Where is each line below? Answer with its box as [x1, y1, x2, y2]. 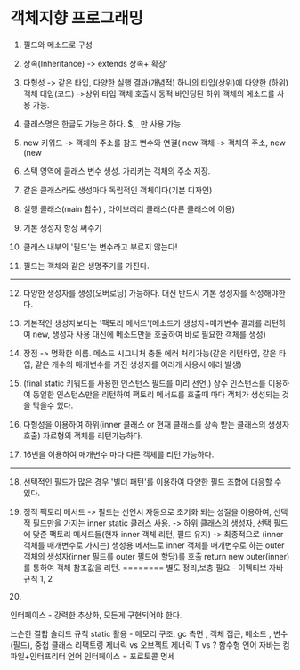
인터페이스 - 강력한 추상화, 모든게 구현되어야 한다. [10, 609, 182, 620]
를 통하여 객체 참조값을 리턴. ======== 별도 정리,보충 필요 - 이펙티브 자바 [22, 562, 284, 573]
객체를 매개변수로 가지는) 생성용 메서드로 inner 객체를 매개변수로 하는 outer [22, 540, 285, 551]
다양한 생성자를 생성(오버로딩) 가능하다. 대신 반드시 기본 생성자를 [22, 287, 248, 298]
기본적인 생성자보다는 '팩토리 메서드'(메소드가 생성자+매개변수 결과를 [22, 317, 263, 328]
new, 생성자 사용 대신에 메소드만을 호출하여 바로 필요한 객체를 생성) [32, 329, 266, 339]
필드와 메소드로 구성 [22, 39, 93, 50]
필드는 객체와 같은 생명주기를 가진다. [22, 260, 150, 271]
